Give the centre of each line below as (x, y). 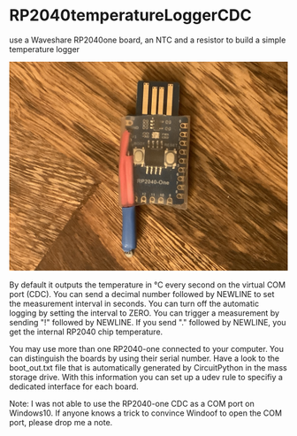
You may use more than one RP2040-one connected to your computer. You (147, 348)
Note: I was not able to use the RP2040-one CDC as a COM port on (132, 403)
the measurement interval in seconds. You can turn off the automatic (134, 303)
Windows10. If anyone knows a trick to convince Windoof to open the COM (146, 413)
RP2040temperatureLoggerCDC (130, 15)
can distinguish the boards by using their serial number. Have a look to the (145, 358)
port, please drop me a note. (61, 422)
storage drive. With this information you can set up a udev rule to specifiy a (146, 377)
